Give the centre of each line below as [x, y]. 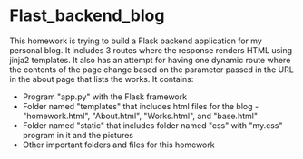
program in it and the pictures [78, 135]
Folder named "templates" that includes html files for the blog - [141, 106]
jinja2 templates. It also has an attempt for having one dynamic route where [150, 60]
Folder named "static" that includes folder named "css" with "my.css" [152, 125]
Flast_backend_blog [87, 16]
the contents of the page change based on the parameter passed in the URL [152, 70]
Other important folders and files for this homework [118, 145]
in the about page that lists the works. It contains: [102, 79]
